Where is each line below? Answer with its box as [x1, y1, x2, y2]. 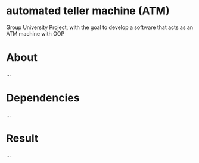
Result [6, 132, 39, 145]
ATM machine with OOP [6, 30, 65, 37]
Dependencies [6, 91, 80, 105]
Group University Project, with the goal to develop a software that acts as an [6, 24, 194, 31]
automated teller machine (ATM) [6, 4, 170, 18]
